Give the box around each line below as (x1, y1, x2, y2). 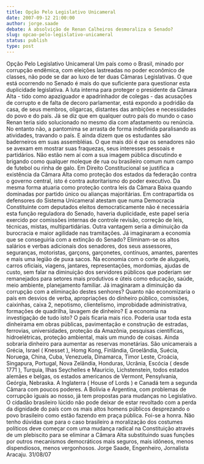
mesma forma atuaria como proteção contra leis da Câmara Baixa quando (6, 183, 192, 191)
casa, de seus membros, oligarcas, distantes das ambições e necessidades (6, 105, 197, 113)
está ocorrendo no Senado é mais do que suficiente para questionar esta (6, 79, 191, 86)
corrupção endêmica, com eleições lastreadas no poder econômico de (6, 66, 185, 74)
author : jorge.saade (6, 20, 59, 26)
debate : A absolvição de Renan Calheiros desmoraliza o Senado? (6, 26, 173, 32)
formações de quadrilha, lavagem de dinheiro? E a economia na (6, 307, 167, 314)
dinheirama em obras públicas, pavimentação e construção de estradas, (6, 320, 189, 328)
